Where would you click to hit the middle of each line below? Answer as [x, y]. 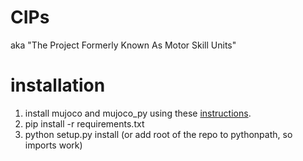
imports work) [53, 145]
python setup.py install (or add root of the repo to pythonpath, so [158, 134]
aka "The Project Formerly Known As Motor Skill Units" [123, 45]
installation [58, 85]
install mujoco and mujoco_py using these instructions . [138, 113]
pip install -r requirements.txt [84, 123]
